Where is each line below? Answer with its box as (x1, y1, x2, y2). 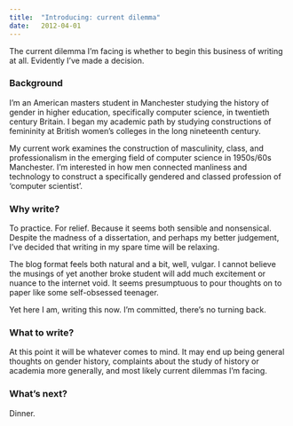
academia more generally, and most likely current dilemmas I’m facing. (9, 366, 268, 376)
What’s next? (9, 388, 68, 400)
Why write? (9, 202, 60, 215)
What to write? (9, 327, 75, 339)
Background (9, 77, 64, 90)
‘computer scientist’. (9, 180, 83, 191)
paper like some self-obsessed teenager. (9, 288, 160, 298)
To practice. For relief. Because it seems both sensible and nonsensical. (9, 223, 273, 233)
